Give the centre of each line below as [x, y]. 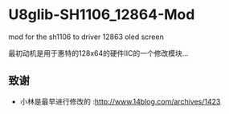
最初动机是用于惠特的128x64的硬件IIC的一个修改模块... [98, 53]
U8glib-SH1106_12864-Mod [102, 15]
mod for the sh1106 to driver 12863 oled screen [86, 37]
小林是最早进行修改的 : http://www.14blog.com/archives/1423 [120, 101]
